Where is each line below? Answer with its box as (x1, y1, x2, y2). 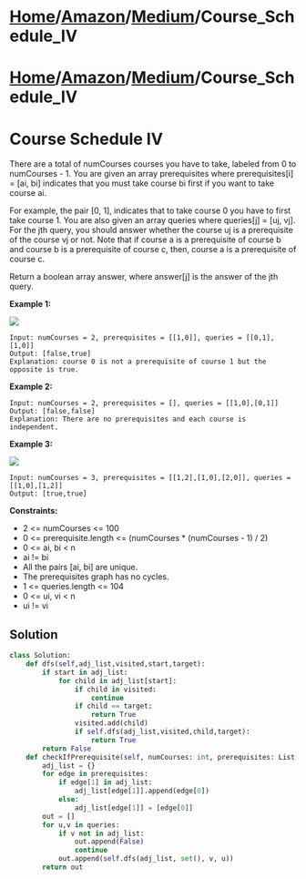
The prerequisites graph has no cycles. (22, 571, 170, 582)
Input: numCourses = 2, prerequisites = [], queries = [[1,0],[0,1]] (9, 399, 280, 408)
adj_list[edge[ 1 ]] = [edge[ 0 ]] (74, 803, 194, 813)
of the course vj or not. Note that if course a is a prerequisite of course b (9, 234, 281, 245)
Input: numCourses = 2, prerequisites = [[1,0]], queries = (9, 333, 243, 342)
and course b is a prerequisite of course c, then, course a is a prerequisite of (9, 244, 297, 255)
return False (42, 744, 92, 753)
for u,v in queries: (42, 820, 120, 830)
